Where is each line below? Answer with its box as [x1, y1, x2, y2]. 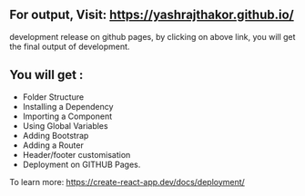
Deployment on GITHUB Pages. [22, 159, 141, 170]
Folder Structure [22, 91, 85, 103]
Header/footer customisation [22, 149, 131, 160]
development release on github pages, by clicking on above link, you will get [9, 31, 296, 42]
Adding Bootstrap [22, 130, 89, 141]
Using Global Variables [22, 120, 108, 131]
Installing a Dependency [22, 101, 114, 112]
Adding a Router [22, 140, 84, 151]
